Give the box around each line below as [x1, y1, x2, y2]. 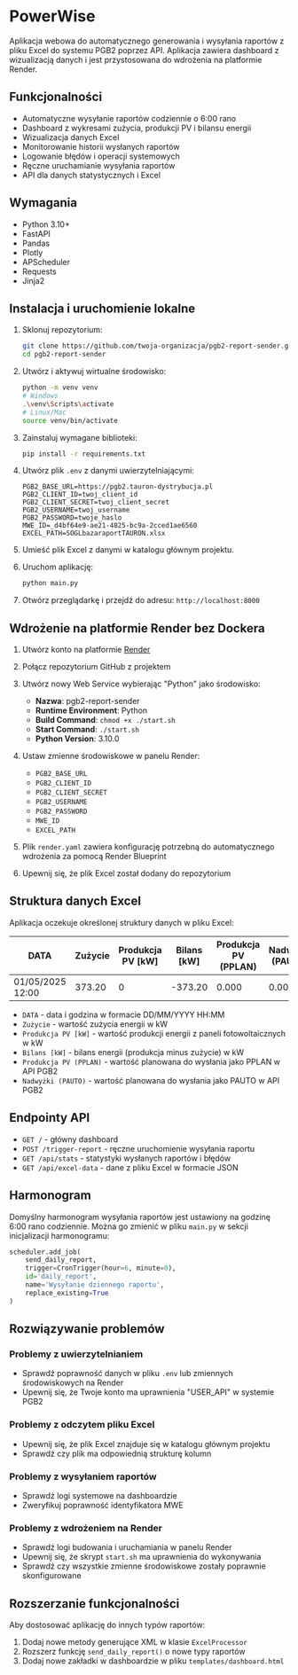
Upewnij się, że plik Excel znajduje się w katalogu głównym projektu [21, 1438, 271, 1449]
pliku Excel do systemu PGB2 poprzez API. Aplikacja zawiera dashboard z [9, 44, 279, 55]
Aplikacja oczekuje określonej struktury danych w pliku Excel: [9, 917, 234, 928]
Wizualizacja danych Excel [21, 131, 120, 143]
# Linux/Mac [21, 408, 67, 417]
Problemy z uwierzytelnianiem [9, 1348, 144, 1360]
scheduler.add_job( [9, 1248, 82, 1256]
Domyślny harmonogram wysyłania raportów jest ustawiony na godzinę [9, 1211, 271, 1222]
